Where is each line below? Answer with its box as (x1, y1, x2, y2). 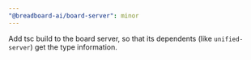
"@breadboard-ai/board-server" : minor (8, 11, 139, 20)
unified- (214, 35, 244, 43)
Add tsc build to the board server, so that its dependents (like (8, 34, 213, 43)
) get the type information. (29, 42, 117, 52)
